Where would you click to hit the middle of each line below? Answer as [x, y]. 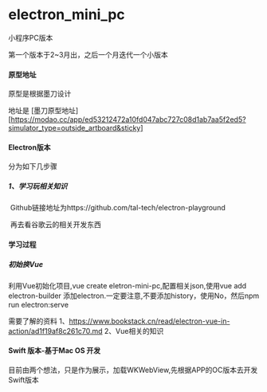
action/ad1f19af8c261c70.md [55, 331]
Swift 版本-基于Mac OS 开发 [55, 351]
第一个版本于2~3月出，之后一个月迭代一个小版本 [88, 54]
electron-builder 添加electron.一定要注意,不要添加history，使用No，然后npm [134, 296]
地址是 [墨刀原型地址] [43, 111]
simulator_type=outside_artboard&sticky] [76, 128]
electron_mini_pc [67, 15]
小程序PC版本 [31, 37]
